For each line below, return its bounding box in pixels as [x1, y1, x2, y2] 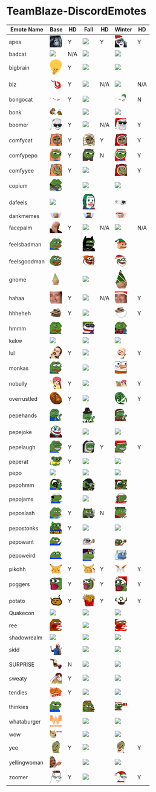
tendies [8, 689, 28, 696]
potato [8, 598, 25, 605]
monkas [8, 365, 29, 372]
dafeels [8, 199, 28, 206]
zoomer [8, 774, 28, 781]
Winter [114, 26, 132, 33]
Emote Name [10, 26, 44, 33]
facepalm [8, 224, 33, 231]
